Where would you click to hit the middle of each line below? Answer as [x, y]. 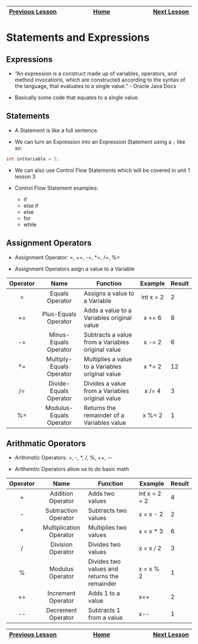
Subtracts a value [108, 334]
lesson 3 [25, 176]
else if [31, 206]
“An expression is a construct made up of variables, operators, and [96, 74]
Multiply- [59, 359]
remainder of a [104, 415]
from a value [105, 618]
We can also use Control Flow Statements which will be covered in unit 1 [102, 170]
